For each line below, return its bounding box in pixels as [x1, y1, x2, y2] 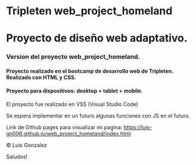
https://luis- [124, 124, 153, 131]
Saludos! [6, 153, 28, 160]
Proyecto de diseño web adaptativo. [6, 32, 188, 45]
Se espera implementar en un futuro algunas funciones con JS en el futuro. [6, 112, 191, 120]
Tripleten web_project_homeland [6, 4, 173, 18]
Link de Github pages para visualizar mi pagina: [6, 124, 123, 131]
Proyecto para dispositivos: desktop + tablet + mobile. [6, 88, 143, 95]
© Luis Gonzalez [6, 142, 48, 149]
